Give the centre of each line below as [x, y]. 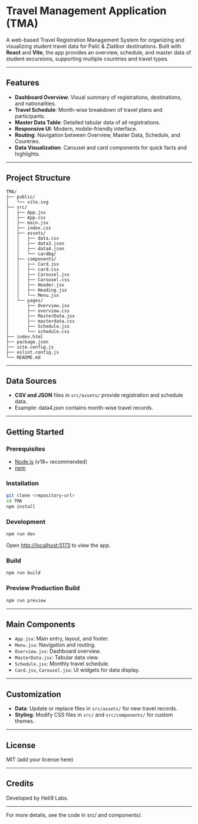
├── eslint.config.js [33, 352]
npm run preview [26, 600]
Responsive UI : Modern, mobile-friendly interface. [76, 128]
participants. [30, 116]
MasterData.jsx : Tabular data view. [57, 658]
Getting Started [35, 432]
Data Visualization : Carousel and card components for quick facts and [101, 147]
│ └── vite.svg [27, 202]
